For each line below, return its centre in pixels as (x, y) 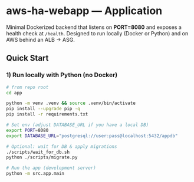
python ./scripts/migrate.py (42, 157)
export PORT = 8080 (27, 130)
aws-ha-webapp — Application (84, 11)
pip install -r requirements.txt (47, 114)
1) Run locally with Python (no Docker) (62, 75)
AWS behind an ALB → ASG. (40, 39)
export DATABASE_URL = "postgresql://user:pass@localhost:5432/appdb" (92, 136)
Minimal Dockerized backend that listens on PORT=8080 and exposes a (94, 27)
